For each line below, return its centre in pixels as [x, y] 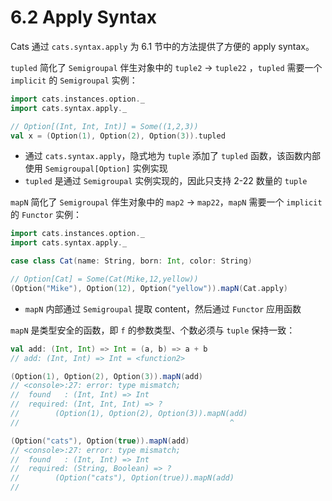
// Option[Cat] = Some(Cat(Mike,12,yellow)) [104, 279]
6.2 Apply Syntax [84, 17]
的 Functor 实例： [46, 215]
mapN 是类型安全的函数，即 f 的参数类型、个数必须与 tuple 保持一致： [153, 330]
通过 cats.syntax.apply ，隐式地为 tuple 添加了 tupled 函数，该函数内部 [172, 156]
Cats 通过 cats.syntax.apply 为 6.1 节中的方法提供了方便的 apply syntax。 [162, 46]
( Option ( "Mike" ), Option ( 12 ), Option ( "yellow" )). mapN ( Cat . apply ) [149, 288]
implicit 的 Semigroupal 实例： [74, 80]
